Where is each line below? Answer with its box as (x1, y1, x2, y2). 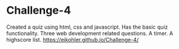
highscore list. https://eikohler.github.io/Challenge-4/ (6, 36, 139, 43)
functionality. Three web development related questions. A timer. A (6, 29, 174, 36)
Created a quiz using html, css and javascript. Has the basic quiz (6, 23, 168, 30)
